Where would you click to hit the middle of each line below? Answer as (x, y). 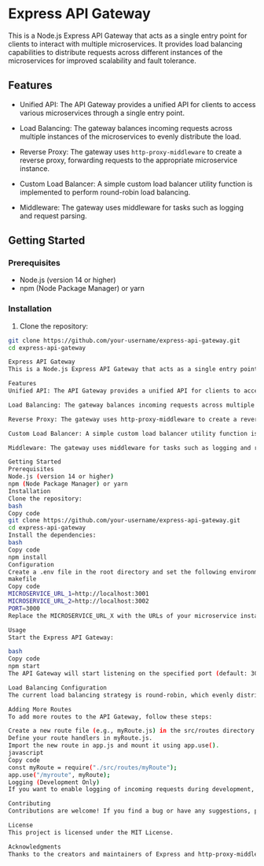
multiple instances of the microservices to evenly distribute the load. (130, 136)
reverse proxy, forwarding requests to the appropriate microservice (128, 160)
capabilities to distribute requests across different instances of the (115, 52)
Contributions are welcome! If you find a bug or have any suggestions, (130, 811)
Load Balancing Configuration (58, 688)
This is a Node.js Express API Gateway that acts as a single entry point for (128, 35)
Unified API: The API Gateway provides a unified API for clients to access (138, 104)
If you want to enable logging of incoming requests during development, (132, 790)
